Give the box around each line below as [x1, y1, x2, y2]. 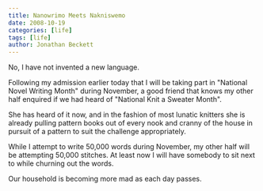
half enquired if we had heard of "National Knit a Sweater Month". [8, 95, 222, 104]
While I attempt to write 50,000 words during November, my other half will [8, 142, 250, 152]
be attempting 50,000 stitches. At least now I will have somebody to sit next [8, 151, 256, 160]
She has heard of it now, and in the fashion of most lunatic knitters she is [8, 110, 246, 119]
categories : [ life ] [8, 26, 73, 34]
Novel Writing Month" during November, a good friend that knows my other [8, 86, 253, 95]
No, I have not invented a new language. [8, 62, 140, 72]
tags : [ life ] [8, 33, 51, 42]
